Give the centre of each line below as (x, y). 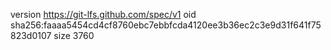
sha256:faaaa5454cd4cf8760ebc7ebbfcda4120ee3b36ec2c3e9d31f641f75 (166, 25)
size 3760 (74, 35)
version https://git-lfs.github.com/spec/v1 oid (103, 14)
